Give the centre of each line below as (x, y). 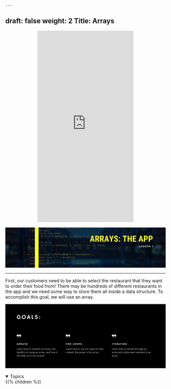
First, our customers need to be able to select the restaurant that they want (84, 280)
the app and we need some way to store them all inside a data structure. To (84, 291)
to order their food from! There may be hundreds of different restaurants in (83, 286)
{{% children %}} (23, 382)
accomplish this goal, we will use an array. (50, 297)
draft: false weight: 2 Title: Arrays (60, 21)
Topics (17, 376)
